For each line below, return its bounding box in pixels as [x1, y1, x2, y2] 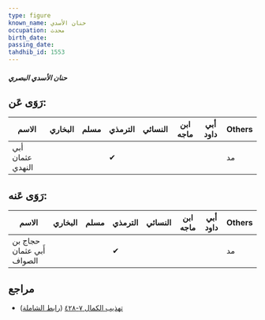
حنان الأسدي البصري [8, 73, 68, 82]
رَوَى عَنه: [8, 189, 47, 202]
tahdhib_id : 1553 [8, 48, 65, 56]
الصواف [12, 255, 39, 266]
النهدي [12, 162, 34, 173]
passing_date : [8, 41, 55, 49]
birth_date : [8, 33, 47, 42]
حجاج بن [12, 235, 41, 247]
